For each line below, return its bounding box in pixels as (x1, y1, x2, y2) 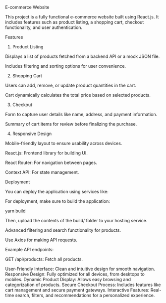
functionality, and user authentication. (5, 24, 83, 30)
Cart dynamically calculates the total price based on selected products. (5, 92, 151, 98)
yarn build (5, 208, 26, 214)
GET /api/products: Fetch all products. (5, 256, 83, 262)
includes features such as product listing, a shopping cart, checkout (5, 19, 144, 25)
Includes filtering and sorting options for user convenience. (5, 63, 126, 69)
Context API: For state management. (5, 169, 79, 175)
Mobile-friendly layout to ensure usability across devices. (5, 141, 122, 146)
